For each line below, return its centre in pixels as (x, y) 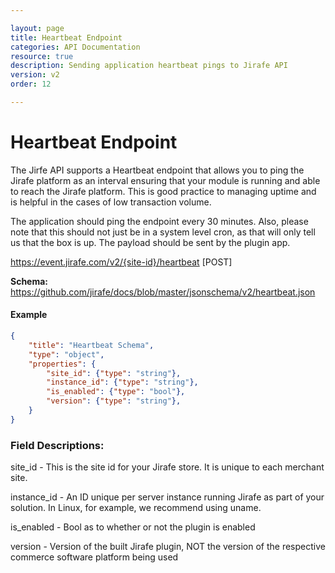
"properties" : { (62, 364)
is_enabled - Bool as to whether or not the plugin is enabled (133, 527)
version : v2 (35, 75)
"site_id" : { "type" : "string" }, (114, 373)
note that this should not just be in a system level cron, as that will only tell (163, 232)
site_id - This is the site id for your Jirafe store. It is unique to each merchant (167, 467)
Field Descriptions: (57, 445)
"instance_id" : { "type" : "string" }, (122, 382)
